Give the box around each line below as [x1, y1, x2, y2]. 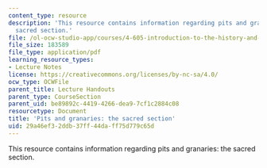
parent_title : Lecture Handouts [8, 85, 115, 94]
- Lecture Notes [8, 63, 62, 71]
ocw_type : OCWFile [8, 78, 69, 86]
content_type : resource [8, 11, 87, 20]
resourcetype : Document [8, 108, 87, 116]
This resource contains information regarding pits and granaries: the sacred [8, 143, 256, 153]
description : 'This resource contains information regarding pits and [8, 19, 247, 27]
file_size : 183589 [8, 41, 69, 49]
